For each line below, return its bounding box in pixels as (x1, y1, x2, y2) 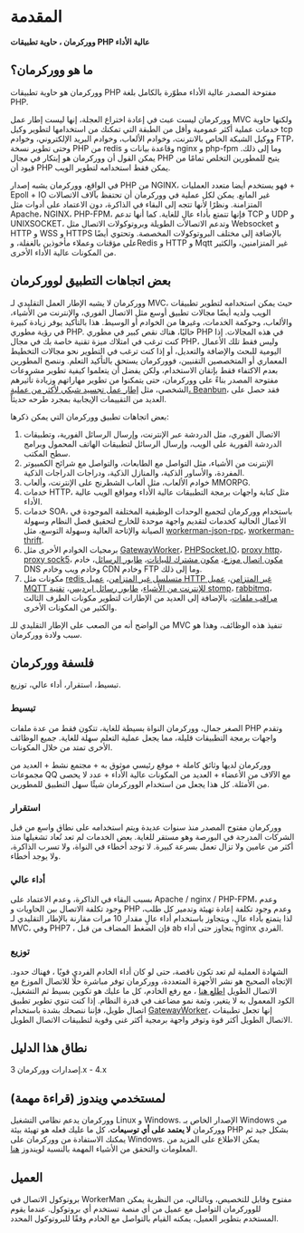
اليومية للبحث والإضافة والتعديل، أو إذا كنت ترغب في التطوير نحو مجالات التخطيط (10, 345, 281, 356)
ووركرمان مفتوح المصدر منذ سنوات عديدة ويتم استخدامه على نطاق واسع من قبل (10, 822, 282, 833)
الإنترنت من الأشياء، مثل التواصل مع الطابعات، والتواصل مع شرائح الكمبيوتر (23, 458, 274, 468)
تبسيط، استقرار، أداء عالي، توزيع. (10, 679, 121, 690)
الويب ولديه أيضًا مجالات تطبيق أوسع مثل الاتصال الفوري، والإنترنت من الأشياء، (10, 306, 271, 318)
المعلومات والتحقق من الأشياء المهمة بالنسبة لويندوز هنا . (10, 1143, 198, 1154)
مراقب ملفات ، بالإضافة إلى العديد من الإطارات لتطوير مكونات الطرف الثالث (23, 592, 279, 603)
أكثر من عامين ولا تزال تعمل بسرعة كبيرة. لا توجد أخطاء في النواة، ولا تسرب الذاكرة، (10, 841, 294, 852)
